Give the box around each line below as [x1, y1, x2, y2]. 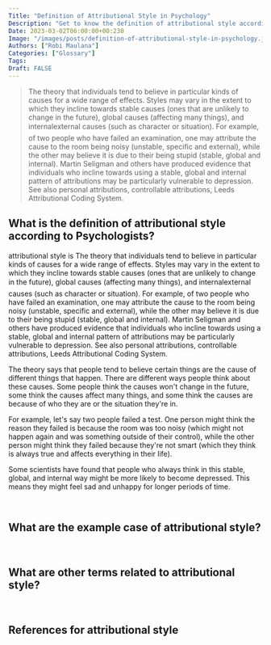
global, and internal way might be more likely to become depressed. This [8, 473, 250, 483]
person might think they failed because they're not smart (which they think [8, 440, 256, 449]
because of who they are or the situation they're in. [8, 398, 178, 408]
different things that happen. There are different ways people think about [8, 373, 251, 382]
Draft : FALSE [8, 65, 52, 73]
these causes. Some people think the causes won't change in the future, [8, 382, 249, 391]
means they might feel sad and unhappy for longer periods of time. [8, 482, 231, 491]
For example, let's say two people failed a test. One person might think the [8, 414, 256, 424]
